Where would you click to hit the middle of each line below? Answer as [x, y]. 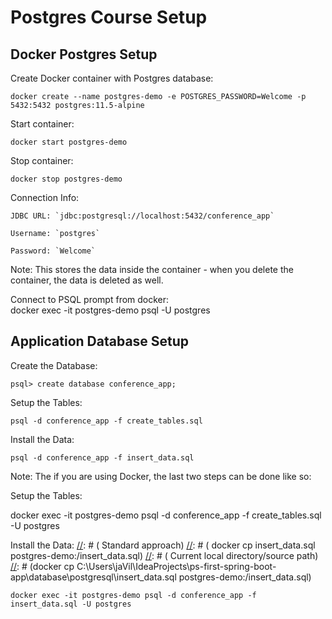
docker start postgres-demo [69, 142]
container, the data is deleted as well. [87, 280]
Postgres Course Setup [109, 17]
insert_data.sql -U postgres [71, 604]
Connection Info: [45, 197]
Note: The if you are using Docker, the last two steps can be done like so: [161, 476]
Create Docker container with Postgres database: [112, 78]
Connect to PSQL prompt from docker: [90, 299]
